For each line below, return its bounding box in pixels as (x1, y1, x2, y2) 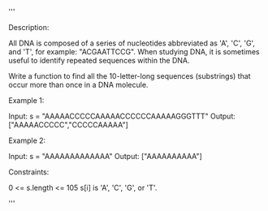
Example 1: (8, 96, 45, 105)
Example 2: (8, 136, 46, 145)
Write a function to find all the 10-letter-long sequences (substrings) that (8, 71, 251, 80)
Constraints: (8, 167, 50, 177)
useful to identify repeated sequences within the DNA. (8, 56, 190, 65)
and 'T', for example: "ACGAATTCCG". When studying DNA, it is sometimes (8, 47, 260, 56)
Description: (8, 23, 50, 32)
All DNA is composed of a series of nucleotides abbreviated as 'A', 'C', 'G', (8, 38, 256, 48)
